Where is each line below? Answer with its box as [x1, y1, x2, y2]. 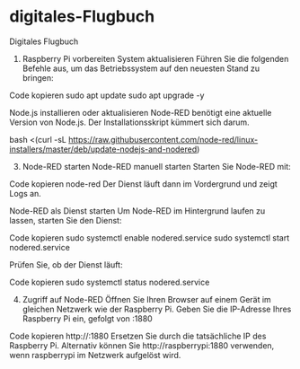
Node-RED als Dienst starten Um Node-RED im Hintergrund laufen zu [9, 205, 266, 216]
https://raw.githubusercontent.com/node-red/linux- [68, 134, 259, 145]
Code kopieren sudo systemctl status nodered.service [9, 277, 210, 287]
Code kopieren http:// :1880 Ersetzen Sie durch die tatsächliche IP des [9, 330, 267, 341]
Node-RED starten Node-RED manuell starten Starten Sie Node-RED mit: [22, 161, 292, 171]
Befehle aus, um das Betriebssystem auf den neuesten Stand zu [22, 63, 260, 74]
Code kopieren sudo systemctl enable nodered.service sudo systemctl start [9, 232, 290, 243]
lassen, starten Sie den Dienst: [9, 215, 122, 225]
